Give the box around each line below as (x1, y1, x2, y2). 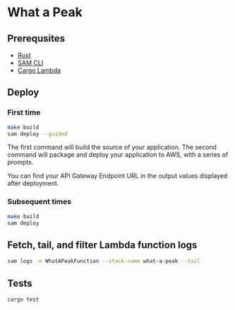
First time (7, 107, 41, 117)
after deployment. (7, 179, 59, 188)
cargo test (7, 296, 40, 303)
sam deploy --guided (7, 130, 68, 138)
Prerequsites (7, 32, 66, 44)
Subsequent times (7, 197, 72, 207)
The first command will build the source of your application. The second (7, 143, 217, 152)
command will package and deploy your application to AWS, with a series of (7, 150, 229, 159)
